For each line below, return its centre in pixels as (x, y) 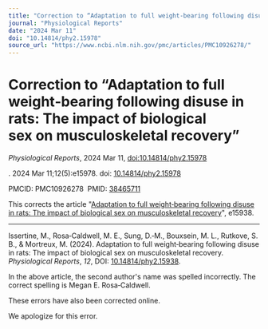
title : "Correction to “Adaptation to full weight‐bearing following (126, 16)
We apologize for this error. (53, 316)
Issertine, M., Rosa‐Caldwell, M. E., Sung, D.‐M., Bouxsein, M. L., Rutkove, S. (133, 236)
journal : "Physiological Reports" (66, 23)
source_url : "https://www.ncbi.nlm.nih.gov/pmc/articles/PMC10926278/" (130, 46)
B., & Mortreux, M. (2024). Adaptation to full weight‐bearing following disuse (134, 244)
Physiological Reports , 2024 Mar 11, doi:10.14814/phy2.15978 (108, 158)
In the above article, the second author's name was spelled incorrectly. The (132, 277)
